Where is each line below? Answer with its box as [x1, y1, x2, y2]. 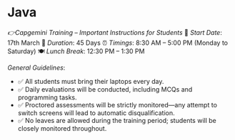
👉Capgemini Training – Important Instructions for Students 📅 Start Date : [7, 28, 223, 36]
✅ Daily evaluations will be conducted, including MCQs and [17, 85, 193, 93]
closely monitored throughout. [17, 124, 107, 132]
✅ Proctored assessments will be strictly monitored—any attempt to [17, 100, 218, 109]
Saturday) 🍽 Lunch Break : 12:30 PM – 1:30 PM [7, 47, 145, 55]
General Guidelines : [7, 63, 66, 72]
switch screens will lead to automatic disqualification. [17, 108, 175, 117]
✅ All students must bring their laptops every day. [17, 77, 164, 85]
